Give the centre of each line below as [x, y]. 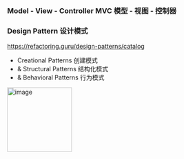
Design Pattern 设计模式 [48, 31]
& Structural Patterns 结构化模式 [63, 69]
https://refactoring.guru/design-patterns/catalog [76, 47]
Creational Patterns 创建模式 [58, 60]
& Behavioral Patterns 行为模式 [61, 77]
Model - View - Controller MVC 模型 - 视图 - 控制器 [92, 10]
